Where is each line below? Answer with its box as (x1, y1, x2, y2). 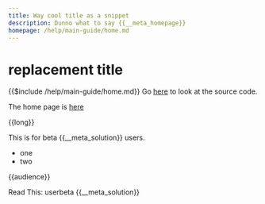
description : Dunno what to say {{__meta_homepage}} (8, 19, 186, 27)
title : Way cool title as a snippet (8, 11, 129, 20)
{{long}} (8, 117, 35, 127)
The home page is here (8, 102, 85, 112)
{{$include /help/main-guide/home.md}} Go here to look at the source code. (8, 87, 258, 96)
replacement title (8, 60, 124, 79)
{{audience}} (8, 172, 51, 182)
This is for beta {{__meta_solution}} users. (8, 133, 145, 143)
